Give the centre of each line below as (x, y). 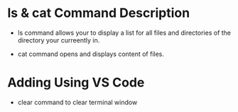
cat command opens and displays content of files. (91, 54)
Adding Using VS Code (76, 83)
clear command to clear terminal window (77, 102)
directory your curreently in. (59, 40)
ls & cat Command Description (99, 13)
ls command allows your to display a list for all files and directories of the (124, 33)
